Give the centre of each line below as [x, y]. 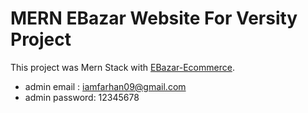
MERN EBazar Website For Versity [154, 18]
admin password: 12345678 [82, 97]
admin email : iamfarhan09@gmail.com [105, 86]
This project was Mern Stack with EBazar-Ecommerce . [122, 67]
